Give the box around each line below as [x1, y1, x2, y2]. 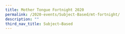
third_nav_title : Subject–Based [5, 21, 73, 26]
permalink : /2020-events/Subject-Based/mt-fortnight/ [5, 12, 120, 17]
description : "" [5, 16, 39, 21]
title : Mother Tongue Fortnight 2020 [5, 7, 84, 12]
